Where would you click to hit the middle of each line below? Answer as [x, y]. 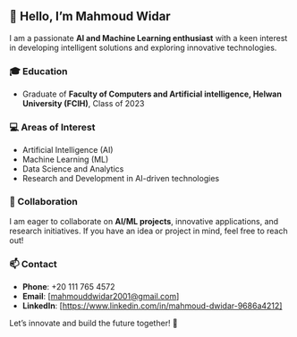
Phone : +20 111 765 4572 [68, 286]
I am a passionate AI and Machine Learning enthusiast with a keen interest [148, 38]
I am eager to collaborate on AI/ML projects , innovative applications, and [144, 221]
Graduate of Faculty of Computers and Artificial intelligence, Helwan [152, 94]
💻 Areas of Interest [52, 128]
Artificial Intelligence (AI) [68, 150]
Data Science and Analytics [73, 169]
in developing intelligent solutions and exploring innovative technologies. [143, 47]
